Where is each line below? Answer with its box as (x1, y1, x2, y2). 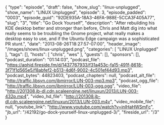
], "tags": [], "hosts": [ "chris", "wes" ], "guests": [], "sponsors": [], (5, 51, 140, 57)
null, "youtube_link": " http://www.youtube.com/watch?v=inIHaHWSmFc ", (5, 104, 154, 110)
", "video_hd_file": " (26, 93, 66, 99)
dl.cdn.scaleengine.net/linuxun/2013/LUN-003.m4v (5, 99, 110, 104)
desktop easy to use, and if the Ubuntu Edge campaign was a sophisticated (5, 36, 160, 42)
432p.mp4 (5, 93, 27, 99)
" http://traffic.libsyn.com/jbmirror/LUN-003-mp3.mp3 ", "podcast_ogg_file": (5, 78, 159, 83)
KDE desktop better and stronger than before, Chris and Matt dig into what (5, 25, 158, 31)
